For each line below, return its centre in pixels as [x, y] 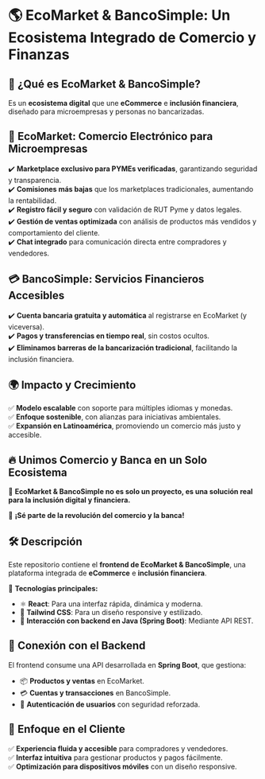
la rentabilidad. [33, 201]
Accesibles [36, 296]
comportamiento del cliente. [54, 232]
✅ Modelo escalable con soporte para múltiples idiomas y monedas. [121, 408]
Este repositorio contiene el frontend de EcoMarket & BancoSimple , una [127, 565]
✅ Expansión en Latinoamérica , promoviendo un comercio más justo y [125, 426]
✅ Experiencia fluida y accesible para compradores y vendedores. [118, 748]
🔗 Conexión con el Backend [77, 646]
